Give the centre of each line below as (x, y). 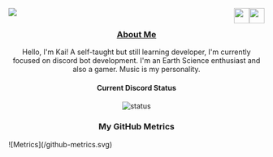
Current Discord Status (136, 87)
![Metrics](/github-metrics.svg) (60, 144)
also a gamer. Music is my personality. (136, 70)
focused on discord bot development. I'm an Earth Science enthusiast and (136, 61)
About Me (136, 34)
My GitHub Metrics (136, 127)
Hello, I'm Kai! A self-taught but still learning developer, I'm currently (136, 52)
